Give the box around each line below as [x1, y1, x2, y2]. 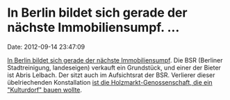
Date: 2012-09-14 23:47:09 [7, 42, 85, 51]
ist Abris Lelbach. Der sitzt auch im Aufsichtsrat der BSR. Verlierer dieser [7, 71, 215, 79]
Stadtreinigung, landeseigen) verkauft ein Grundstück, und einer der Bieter [7, 63, 221, 72]
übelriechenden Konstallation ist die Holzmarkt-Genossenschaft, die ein [7, 78, 213, 86]
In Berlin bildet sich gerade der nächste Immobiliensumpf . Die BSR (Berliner [7, 56, 224, 64]
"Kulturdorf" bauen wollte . [7, 85, 82, 94]
